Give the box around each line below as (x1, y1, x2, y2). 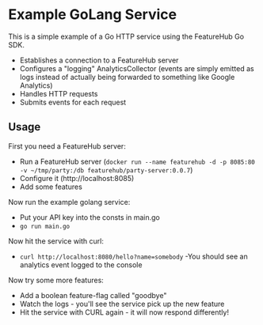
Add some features (19, 182, 83, 191)
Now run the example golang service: (8, 197, 131, 206)
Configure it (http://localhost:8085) (19, 173, 135, 183)
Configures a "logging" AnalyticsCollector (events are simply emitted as (19, 63, 255, 73)
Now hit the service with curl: (8, 236, 105, 246)
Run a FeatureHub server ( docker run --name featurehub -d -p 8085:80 (19, 157, 255, 166)
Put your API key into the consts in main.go (19, 212, 160, 222)
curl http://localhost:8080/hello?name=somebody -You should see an (19, 251, 248, 261)
